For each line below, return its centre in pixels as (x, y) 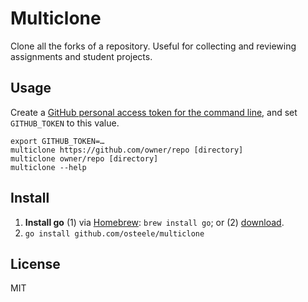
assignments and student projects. (81, 56)
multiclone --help (48, 167)
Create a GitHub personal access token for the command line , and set (154, 112)
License (35, 263)
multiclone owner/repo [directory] (84, 158)
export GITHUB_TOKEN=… (57, 141)
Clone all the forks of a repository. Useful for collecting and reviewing (153, 46)
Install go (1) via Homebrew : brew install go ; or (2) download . (154, 222)
